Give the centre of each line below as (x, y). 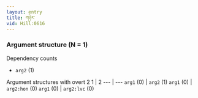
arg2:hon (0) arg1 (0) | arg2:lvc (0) (50, 88)
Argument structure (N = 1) (47, 45)
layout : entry (25, 12)
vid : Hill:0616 (26, 23)
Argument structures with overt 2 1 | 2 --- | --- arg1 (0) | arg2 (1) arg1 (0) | (99, 82)
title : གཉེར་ (21, 18)
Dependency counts (32, 58)
